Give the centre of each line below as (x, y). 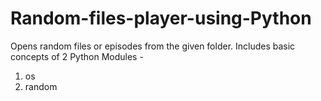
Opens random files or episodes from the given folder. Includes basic (153, 46)
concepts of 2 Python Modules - (77, 56)
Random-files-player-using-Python (161, 18)
